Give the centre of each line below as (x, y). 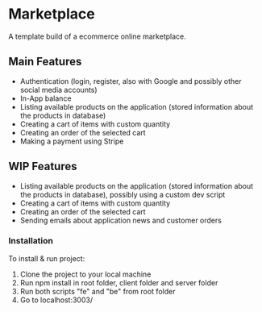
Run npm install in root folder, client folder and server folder (119, 282)
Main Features (45, 62)
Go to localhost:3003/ (56, 300)
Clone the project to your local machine (85, 274)
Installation (31, 241)
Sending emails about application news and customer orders (121, 220)
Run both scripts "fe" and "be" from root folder (98, 291)
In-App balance (46, 98)
